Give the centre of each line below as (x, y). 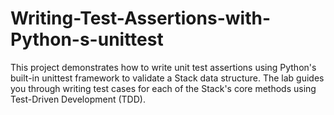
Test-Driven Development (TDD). (78, 99)
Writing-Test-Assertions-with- (140, 18)
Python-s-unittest (87, 39)
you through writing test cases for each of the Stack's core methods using (163, 88)
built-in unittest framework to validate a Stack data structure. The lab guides (167, 78)
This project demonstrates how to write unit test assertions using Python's (163, 67)
